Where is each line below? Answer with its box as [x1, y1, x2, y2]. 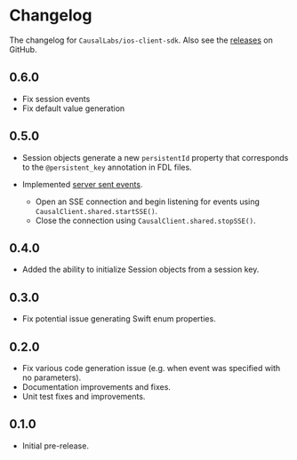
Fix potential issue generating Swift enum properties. [21, 313, 216, 324]
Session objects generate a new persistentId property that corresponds [21, 152, 289, 163]
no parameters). [21, 372, 82, 383]
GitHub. [9, 44, 37, 54]
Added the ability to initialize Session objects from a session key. [21, 264, 260, 275]
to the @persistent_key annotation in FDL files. [21, 162, 193, 172]
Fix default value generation [21, 103, 125, 114]
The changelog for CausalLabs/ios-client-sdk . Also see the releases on [9, 35, 273, 45]
